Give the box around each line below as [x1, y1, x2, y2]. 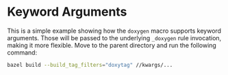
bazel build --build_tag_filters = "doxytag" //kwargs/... [7, 61, 173, 68]
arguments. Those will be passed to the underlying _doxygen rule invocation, [7, 33, 222, 42]
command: [7, 48, 38, 57]
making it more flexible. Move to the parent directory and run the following [7, 41, 217, 49]
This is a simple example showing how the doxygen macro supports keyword [7, 27, 221, 35]
